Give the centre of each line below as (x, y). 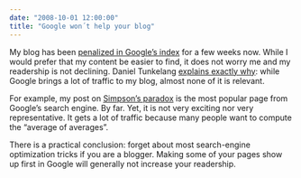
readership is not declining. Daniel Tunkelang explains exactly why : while (145, 71)
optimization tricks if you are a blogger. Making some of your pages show (146, 154)
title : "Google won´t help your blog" (82, 26)
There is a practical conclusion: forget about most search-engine (130, 145)
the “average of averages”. (59, 126)
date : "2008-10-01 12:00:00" (64, 18)
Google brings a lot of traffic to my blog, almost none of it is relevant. (137, 80)
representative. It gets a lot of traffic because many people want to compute (151, 117)
